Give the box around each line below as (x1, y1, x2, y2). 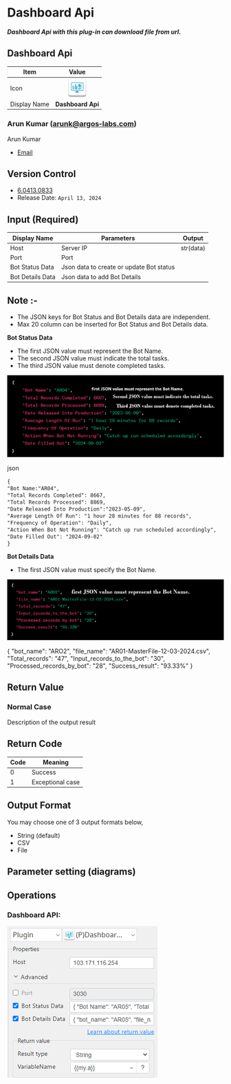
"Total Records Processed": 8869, (7, 498, 107, 506)
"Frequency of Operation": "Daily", (7, 519, 112, 526)
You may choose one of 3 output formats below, (7, 818, 144, 826)
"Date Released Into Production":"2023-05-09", (7, 505, 146, 513)
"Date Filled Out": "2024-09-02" (7, 533, 103, 540)
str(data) (180, 243, 206, 252)
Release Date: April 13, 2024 (16, 194, 102, 202)
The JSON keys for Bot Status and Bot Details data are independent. (16, 312, 211, 321)
